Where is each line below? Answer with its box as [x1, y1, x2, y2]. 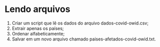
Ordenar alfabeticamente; [11, 30, 65, 36]
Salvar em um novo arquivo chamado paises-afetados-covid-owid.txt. [11, 36, 156, 42]
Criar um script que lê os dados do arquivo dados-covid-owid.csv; [11, 20, 149, 26]
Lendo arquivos [4, 3, 71, 15]
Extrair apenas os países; [11, 25, 64, 31]
